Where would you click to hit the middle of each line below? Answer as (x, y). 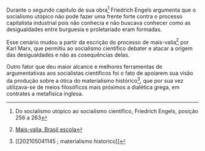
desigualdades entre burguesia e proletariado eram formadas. (84, 29)
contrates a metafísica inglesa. (45, 93)
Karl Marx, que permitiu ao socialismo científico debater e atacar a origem (100, 49)
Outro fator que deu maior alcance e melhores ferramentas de (85, 67)
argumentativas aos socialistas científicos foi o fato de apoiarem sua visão (100, 73)
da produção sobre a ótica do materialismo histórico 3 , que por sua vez (95, 80)
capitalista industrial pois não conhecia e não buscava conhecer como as (99, 23)
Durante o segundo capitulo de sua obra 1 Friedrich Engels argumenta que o (101, 9)
